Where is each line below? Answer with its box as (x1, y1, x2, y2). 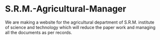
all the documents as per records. (5, 29, 73, 35)
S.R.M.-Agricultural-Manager (5, 3, 127, 14)
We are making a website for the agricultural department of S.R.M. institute (5, 19, 155, 25)
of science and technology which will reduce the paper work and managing (5, 24, 156, 30)
